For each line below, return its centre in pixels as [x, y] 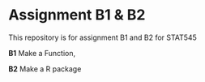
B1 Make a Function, [42, 53]
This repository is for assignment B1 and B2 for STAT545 [102, 37]
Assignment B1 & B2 [77, 15]
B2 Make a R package [45, 69]
